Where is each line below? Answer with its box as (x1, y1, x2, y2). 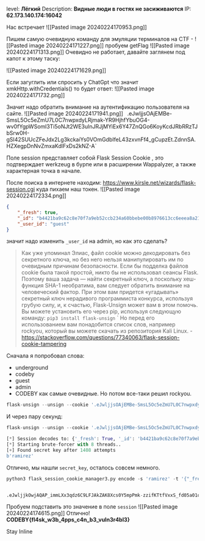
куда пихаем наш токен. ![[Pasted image (36, 186, 140, 193)
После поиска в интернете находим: (6, 179, 102, 186)
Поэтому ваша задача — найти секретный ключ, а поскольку (21, 275, 182, 283)
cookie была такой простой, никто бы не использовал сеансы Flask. (21, 269, 199, 276)
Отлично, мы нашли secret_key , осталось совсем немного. (6, 464, 160, 471)
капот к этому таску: (6, 55, 60, 62)
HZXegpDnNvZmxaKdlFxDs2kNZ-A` (6, 142, 97, 149)
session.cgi (6, 186, 35, 193)
